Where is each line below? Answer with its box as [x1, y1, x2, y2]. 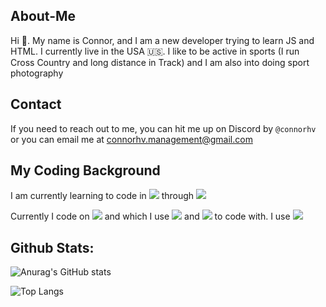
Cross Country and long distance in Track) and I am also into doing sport [10, 56, 310, 68]
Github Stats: [10, 239, 95, 256]
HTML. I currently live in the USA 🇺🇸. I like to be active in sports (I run [10, 45, 300, 57]
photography [10, 67, 64, 79]
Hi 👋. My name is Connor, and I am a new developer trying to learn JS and [10, 34, 315, 46]
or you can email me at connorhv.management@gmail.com [10, 133, 253, 145]
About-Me [10, 8, 77, 25]
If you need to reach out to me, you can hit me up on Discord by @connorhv [10, 122, 317, 134]
